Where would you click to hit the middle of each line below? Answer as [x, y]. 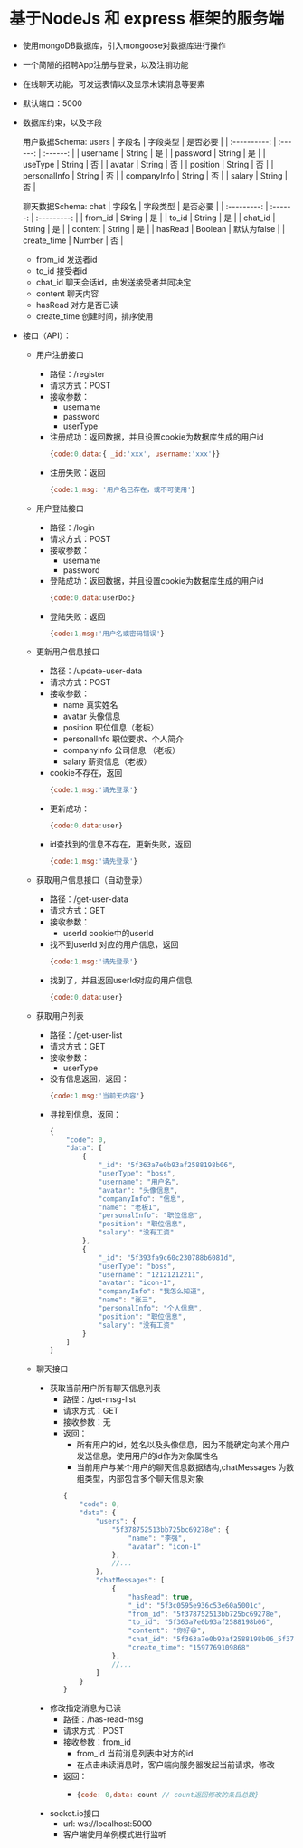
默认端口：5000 [52, 103]
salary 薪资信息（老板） [107, 761]
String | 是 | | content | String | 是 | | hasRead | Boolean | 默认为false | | [154, 228]
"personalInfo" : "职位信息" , [150, 1215]
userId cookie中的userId [108, 934]
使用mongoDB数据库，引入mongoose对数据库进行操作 [124, 45]
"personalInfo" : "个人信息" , [150, 1309]
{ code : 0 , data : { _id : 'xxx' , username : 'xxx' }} [135, 454]
